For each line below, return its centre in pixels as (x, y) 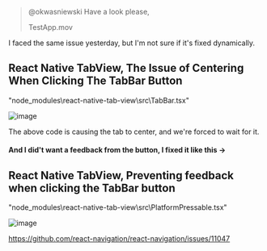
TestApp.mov (50, 27)
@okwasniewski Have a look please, (89, 12)
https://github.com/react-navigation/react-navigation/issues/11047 (119, 239)
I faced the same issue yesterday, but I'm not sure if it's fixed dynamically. (132, 43)
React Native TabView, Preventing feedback (121, 176)
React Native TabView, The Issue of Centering (126, 68)
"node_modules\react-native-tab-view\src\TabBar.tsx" (99, 100)
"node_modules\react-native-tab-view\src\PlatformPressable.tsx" (118, 207)
